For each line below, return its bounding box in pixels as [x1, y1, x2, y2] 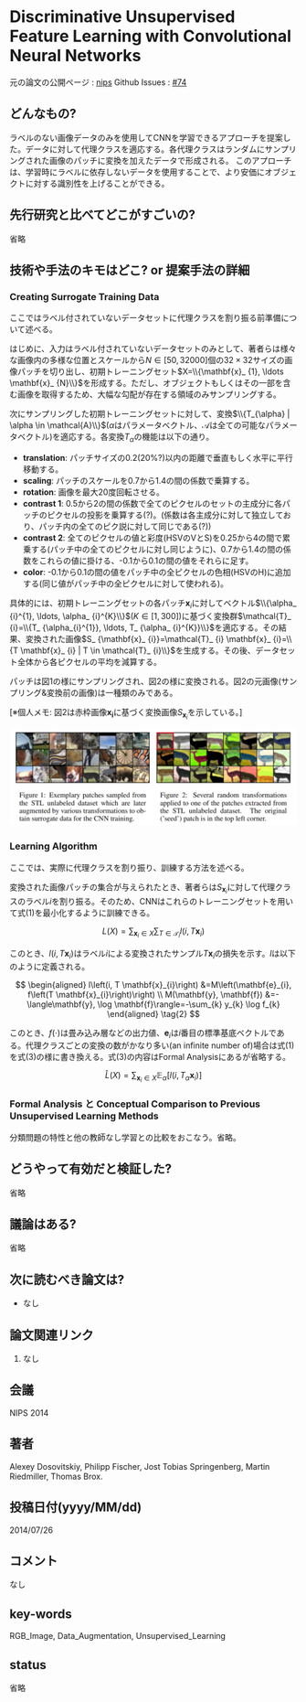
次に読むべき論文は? [9, 1271, 125, 1287]
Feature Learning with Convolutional [9, 26, 292, 47]
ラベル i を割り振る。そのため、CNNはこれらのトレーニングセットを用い [25, 895, 294, 906]
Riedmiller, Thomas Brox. [9, 1471, 103, 1482]
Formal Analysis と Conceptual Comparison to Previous [9, 1097, 261, 1110]
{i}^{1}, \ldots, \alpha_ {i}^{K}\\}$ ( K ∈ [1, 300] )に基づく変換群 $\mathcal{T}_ [9, 610, 292, 621]
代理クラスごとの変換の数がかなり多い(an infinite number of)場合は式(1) [25, 1040, 295, 1051]
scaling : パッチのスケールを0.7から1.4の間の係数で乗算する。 [22, 476, 255, 487]
